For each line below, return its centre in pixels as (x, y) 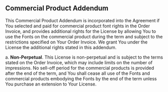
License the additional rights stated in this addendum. (61, 47)
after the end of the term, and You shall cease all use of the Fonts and (78, 73)
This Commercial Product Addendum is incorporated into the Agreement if (82, 20)
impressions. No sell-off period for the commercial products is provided (80, 68)
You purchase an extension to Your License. (51, 84)
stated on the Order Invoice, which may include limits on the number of (79, 62)
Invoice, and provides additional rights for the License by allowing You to (81, 31)
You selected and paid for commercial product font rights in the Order (78, 26)
